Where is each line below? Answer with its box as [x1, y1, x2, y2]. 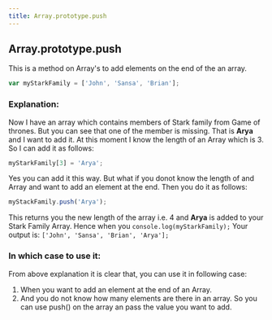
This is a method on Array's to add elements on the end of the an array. [8, 64, 248, 73]
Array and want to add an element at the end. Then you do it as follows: [8, 182, 248, 192]
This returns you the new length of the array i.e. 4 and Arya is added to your [8, 213, 264, 222]
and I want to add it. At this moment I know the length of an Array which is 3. [8, 134, 264, 144]
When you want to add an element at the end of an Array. [19, 284, 213, 294]
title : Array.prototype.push [8, 11, 107, 20]
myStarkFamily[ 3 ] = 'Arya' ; [8, 159, 104, 167]
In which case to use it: [8, 250, 101, 261]
